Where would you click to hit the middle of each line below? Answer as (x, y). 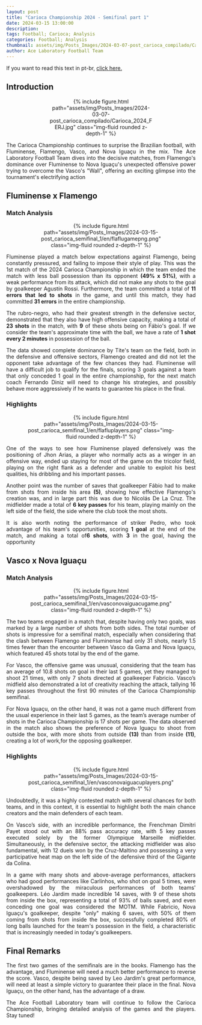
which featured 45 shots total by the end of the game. (73, 653)
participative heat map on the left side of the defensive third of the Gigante (101, 857)
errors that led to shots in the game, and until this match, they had (101, 295)
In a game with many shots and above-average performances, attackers (101, 875)
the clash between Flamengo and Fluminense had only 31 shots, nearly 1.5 (101, 641)
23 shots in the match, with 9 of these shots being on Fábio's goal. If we (101, 326)
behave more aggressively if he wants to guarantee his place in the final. (96, 389)
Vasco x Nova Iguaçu (47, 561)
